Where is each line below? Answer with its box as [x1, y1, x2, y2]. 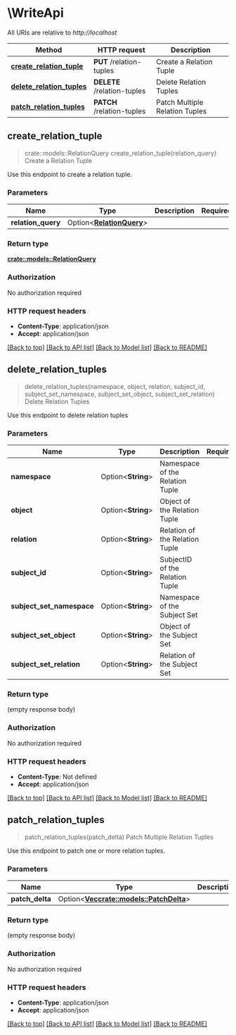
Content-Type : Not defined [17, 772, 97, 781]
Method [35, 44, 63, 54]
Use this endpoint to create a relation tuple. [7, 170, 132, 178]
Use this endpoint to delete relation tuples [7, 411, 129, 419]
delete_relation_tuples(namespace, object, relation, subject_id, [24, 382, 206, 390]
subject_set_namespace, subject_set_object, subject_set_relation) [24, 390, 216, 398]
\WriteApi [7, 5, 65, 21]
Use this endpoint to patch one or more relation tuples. [7, 846, 166, 855]
